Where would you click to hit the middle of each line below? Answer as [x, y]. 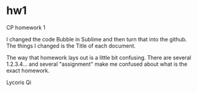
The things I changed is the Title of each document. [71, 46]
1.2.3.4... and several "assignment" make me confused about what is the [97, 64]
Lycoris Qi [19, 82]
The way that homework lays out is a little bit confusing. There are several [99, 57]
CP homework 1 [26, 27]
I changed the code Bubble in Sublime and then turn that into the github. [97, 39]
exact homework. [28, 70]
